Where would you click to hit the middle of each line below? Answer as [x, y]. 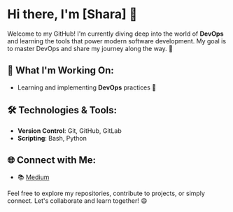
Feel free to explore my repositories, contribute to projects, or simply [106, 193]
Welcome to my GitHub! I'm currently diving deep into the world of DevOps [115, 34]
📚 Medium [33, 177]
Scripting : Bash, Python [52, 138]
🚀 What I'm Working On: [61, 70]
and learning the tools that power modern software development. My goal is [116, 41]
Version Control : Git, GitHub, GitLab [69, 130]
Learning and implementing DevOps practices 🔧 [87, 87]
